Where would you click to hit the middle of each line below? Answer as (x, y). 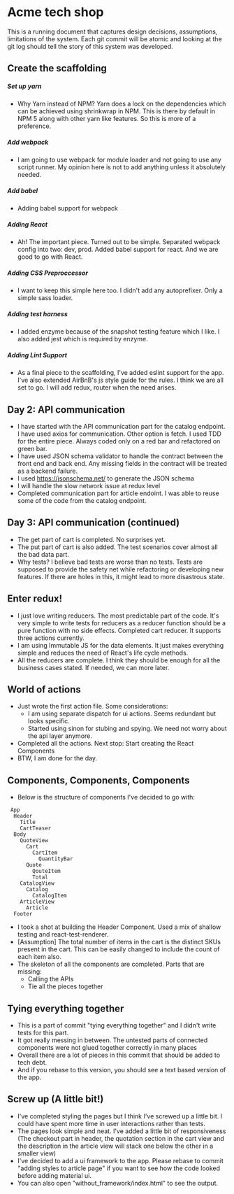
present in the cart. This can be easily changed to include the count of (118, 949)
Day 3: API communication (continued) (94, 523)
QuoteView (34, 841)
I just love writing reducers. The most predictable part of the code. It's (118, 616)
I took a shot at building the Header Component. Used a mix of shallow (119, 927)
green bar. (32, 448)
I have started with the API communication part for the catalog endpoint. (121, 426)
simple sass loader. (45, 298)
